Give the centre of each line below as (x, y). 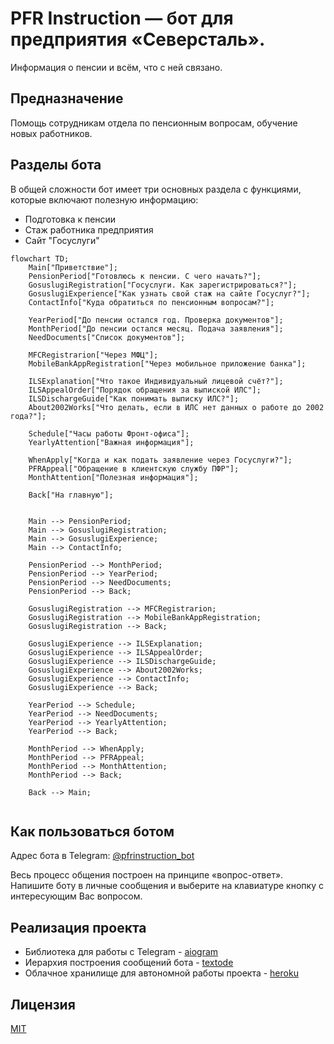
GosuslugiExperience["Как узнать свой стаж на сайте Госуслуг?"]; (169, 293)
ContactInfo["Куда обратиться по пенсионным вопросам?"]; (151, 302)
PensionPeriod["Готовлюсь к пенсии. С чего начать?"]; (145, 276)
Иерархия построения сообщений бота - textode (129, 963)
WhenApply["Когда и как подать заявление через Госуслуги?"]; (160, 460)
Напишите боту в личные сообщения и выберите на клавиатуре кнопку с (167, 886)
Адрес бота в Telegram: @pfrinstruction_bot (102, 856)
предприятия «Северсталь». (138, 39)
